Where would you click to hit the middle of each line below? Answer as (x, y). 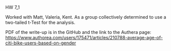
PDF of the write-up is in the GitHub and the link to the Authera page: (78, 32)
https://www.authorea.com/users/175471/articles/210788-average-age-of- (84, 38)
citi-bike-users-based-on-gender (41, 43)
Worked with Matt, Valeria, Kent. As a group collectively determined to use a (86, 17)
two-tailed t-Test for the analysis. (40, 22)
